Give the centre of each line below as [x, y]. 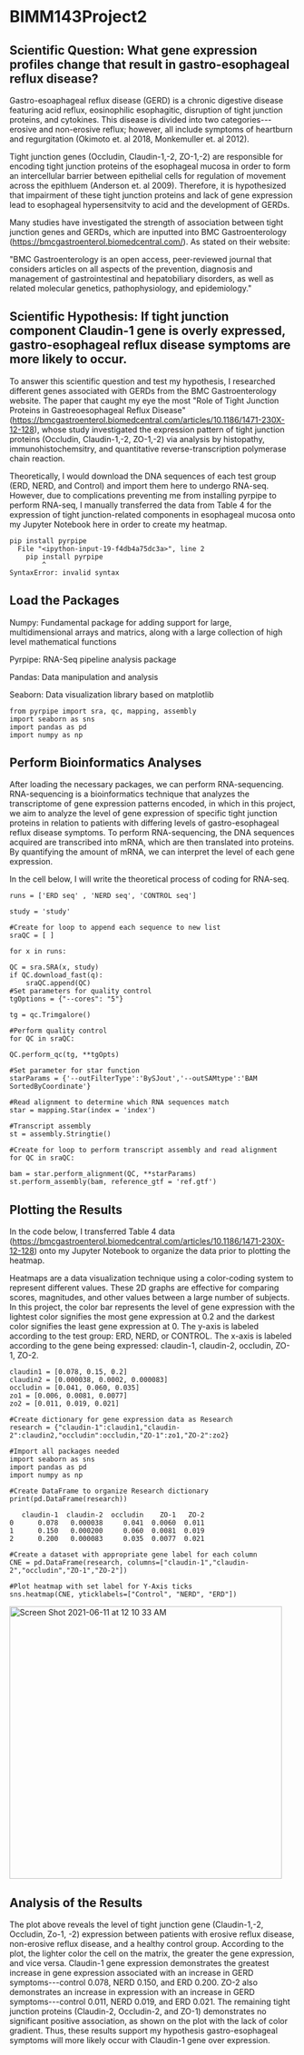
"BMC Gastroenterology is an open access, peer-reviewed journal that [141, 259]
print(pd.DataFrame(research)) [69, 1499]
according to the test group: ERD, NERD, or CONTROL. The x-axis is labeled [151, 1336]
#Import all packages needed [64, 1452]
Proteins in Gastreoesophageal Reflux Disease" [98, 410]
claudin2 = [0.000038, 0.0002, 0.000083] [89, 1380]
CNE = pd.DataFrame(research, [67, 1563]
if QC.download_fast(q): [56, 975]
